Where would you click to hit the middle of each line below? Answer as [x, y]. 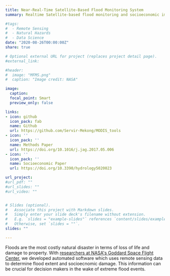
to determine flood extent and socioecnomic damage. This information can [83, 263]
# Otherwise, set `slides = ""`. [43, 224]
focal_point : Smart [30, 98]
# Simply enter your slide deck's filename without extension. [75, 215]
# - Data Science [25, 38]
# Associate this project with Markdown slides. [60, 210]
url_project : [19, 177]
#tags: [12, 24]
